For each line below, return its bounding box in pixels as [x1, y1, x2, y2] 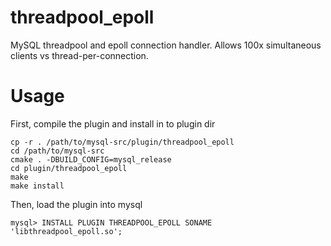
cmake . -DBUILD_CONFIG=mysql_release [10, 154, 172, 165]
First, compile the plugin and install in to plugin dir [10, 117, 216, 130]
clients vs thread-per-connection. [10, 49, 149, 61]
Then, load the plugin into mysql [10, 198, 143, 210]
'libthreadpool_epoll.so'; [10, 226, 123, 236]
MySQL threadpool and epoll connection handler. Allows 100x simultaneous [10, 39, 322, 51]
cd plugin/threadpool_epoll [10, 163, 128, 173]
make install [10, 181, 65, 191]
